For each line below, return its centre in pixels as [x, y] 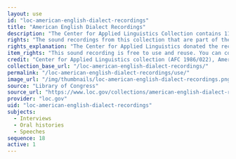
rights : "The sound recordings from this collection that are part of [113, 40]
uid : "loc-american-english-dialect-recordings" [80, 106]
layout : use [25, 14]
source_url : [25, 92]
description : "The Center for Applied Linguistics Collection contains [114, 33]
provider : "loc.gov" [38, 99]
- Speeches [29, 132]
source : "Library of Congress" [53, 86]
